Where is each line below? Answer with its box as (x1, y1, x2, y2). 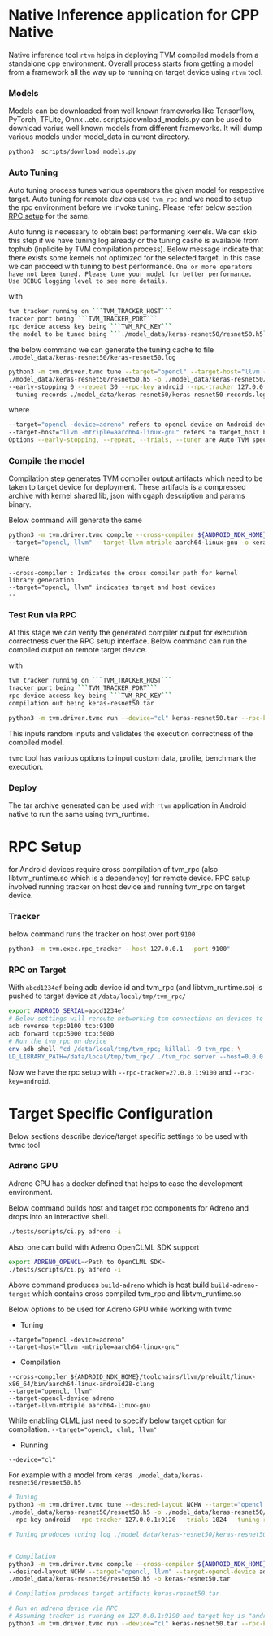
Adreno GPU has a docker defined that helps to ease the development (8, 1178, 244, 1189)
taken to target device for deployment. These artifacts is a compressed (8, 482, 246, 492)
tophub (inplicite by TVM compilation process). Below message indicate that (8, 244, 264, 254)
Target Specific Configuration (8, 1104, 214, 1123)
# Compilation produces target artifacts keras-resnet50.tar (8, 1590, 220, 1598)
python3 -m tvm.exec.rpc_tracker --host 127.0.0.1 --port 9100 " (8, 945, 231, 953)
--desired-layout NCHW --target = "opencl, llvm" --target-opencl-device (8, 1568, 256, 1576)
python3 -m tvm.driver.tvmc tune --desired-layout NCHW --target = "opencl (8, 1501, 264, 1509)
